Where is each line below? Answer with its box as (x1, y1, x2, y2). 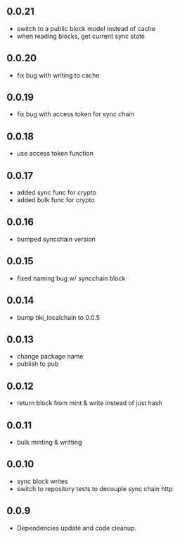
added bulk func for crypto (16, 196, 96, 204)
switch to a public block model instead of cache (16, 24, 156, 32)
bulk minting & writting (16, 438, 82, 446)
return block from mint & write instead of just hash (16, 399, 162, 407)
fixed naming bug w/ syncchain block (16, 274, 126, 283)
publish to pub (16, 359, 59, 368)
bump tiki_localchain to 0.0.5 (16, 313, 100, 321)
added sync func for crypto (16, 188, 96, 197)
